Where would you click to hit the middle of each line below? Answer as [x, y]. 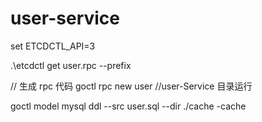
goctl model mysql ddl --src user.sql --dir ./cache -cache [128, 106]
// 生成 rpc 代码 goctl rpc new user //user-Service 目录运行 [131, 86]
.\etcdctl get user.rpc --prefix [71, 65]
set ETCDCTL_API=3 [53, 46]
